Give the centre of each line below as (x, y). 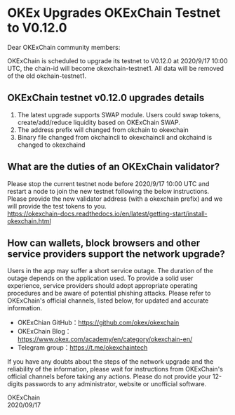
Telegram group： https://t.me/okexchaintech (82, 348)
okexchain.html (29, 221)
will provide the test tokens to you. (57, 206)
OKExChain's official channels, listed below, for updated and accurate (108, 301)
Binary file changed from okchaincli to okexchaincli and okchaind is (115, 137)
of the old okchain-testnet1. (47, 76)
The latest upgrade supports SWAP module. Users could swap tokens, (119, 114)
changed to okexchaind (51, 145)
